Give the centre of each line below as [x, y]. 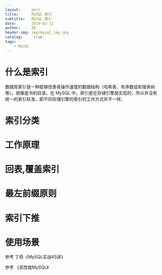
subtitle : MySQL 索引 [29, 19]
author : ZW [21, 28]
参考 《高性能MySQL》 [27, 267]
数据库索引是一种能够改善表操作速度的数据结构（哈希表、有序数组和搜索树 [80, 87]
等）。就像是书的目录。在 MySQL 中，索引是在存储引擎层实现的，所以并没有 [81, 93]
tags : [11, 42]
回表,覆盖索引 [32, 169]
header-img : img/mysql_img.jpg [37, 32]
